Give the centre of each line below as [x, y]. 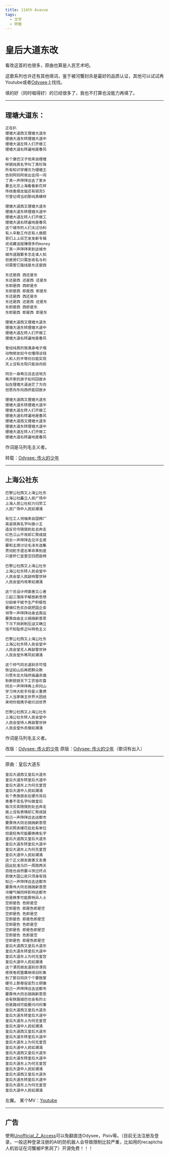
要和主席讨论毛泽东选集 [26, 545]
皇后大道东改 [32, 50]
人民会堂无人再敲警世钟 [26, 650]
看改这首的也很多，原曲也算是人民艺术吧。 [49, 65]
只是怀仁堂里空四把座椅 [26, 556]
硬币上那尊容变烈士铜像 [26, 983]
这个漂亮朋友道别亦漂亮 [26, 967]
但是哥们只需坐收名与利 [26, 260]
